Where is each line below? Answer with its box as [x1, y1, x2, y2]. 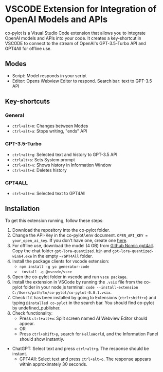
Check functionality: [12, 310, 53, 316]
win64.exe [12, 254, 33, 259]
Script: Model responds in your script [12, 72, 87, 79]
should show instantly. [19, 336, 65, 342]
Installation [5, 204, 40, 213]
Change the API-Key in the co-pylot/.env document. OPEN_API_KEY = [12, 232, 148, 238]
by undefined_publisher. [12, 305, 61, 311]
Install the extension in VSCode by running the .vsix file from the [12, 279, 143, 284]
